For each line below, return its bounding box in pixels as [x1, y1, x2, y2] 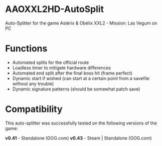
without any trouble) [12, 80, 54, 86]
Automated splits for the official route [12, 59, 89, 65]
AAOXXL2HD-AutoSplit [5, 3, 104, 15]
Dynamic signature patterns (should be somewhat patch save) [12, 86, 141, 92]
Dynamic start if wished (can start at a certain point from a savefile [12, 75, 150, 81]
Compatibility [5, 103, 63, 115]
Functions [5, 43, 47, 54]
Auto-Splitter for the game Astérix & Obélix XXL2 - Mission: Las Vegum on [5, 20, 158, 26]
